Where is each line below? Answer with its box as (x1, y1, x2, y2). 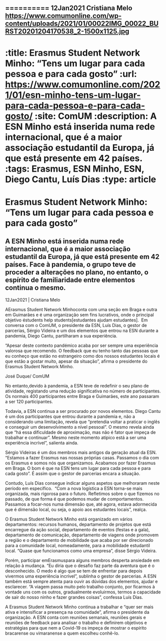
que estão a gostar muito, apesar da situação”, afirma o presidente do (5, 358, 148, 364)
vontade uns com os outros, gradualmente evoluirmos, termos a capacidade (5, 589, 161, 595)
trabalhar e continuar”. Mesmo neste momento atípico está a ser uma (5, 434, 146, 441)
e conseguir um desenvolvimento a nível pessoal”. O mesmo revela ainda (5, 424, 155, 430)
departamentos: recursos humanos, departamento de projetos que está (5, 521, 151, 527)
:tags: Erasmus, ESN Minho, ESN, (5, 163, 145, 174)
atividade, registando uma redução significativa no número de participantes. (5, 388, 161, 394)
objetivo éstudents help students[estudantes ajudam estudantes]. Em (5, 317, 148, 323)
